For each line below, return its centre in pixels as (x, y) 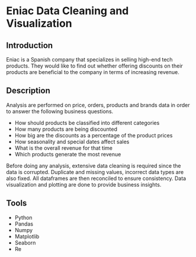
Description (28, 91)
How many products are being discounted (66, 129)
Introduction (30, 45)
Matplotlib (27, 236)
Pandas (24, 224)
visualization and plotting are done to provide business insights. (84, 184)
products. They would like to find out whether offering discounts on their (95, 66)
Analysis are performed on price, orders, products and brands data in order (98, 105)
